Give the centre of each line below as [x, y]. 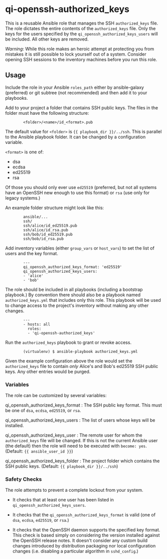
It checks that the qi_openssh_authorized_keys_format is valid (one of [84, 515]
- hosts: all [37, 324]
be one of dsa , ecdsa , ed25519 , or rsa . [43, 411]
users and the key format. [32, 253]
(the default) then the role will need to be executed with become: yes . [76, 446]
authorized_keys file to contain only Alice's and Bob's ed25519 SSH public [82, 366]
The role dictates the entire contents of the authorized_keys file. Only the [80, 28]
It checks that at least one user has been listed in [63, 500]
